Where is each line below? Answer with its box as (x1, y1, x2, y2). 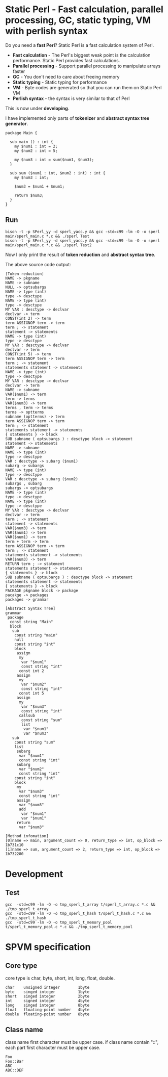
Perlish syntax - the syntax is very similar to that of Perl (12, 95, 130, 101)
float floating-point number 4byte (5, 1007, 90, 1012)
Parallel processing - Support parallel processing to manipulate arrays (12, 63, 161, 69)
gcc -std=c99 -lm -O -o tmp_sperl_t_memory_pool (5, 919, 113, 925)
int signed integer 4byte (5, 998, 90, 1003)
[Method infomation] (5, 833, 49, 838)
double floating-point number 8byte (5, 1011, 90, 1017)
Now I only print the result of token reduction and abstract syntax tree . (5, 251, 156, 258)
